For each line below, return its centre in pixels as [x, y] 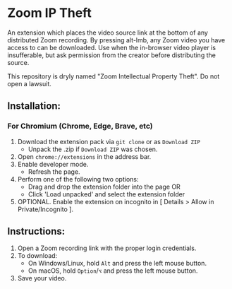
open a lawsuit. [29, 83]
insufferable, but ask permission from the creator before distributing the [112, 55]
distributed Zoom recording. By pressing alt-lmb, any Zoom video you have [116, 40]
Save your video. [42, 278]
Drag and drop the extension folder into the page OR [104, 187]
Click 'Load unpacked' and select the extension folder [106, 194]
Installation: [34, 106]
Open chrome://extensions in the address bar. [84, 156]
